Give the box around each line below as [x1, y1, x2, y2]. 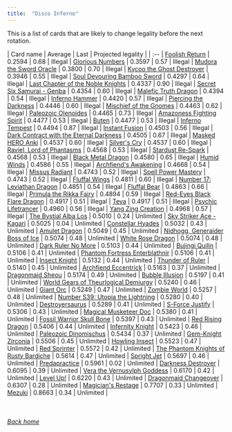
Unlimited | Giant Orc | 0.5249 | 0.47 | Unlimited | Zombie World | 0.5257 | [7, 285, 217, 294]
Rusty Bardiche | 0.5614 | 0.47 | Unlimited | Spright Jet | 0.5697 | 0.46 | [7, 351, 209, 360]
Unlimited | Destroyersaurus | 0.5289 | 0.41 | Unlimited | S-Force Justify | [7, 300, 215, 308]
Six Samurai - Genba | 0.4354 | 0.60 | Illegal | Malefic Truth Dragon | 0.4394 [7, 87, 224, 95]
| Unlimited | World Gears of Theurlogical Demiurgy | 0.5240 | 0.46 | [7, 278, 201, 286]
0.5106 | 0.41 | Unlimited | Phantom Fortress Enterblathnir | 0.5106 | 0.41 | [7, 249, 215, 257]
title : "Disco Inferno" [7, 10, 79, 17]
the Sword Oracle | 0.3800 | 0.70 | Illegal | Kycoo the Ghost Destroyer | [7, 64, 209, 73]
